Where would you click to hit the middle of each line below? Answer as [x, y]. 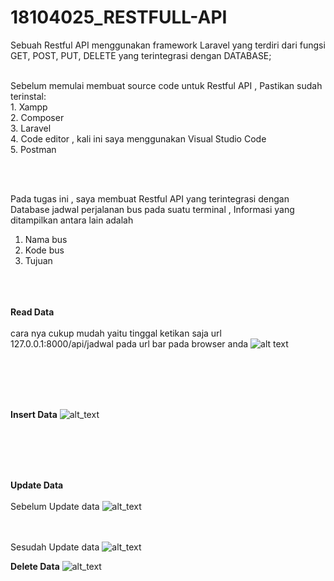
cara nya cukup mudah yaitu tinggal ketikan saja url [116, 333]
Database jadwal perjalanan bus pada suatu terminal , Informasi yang [152, 209]
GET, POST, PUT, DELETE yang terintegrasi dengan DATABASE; [141, 55]
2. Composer [37, 117]
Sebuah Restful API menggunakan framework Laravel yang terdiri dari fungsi [168, 45]
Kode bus [44, 250]
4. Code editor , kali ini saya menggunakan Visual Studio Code [138, 138]
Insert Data [34, 414]
